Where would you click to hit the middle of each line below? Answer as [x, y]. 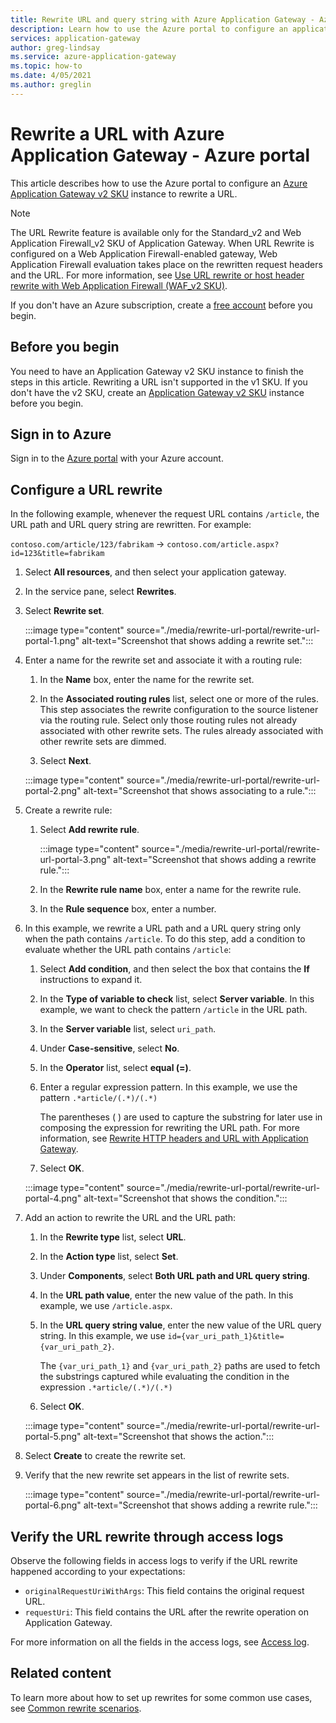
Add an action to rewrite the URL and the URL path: [130, 1218]
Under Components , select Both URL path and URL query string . [174, 1276]
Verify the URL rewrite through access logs [147, 1536]
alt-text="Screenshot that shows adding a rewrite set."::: [197, 641]
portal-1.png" [52, 641]
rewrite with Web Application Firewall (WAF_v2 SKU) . [119, 285]
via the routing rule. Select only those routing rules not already [168, 720]
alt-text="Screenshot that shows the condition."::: [185, 1198]
